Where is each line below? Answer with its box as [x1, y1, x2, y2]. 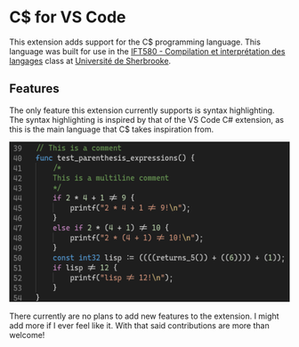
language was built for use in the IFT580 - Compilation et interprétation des [9, 45, 286, 56]
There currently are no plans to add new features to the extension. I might [9, 311, 279, 321]
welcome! [9, 329, 45, 340]
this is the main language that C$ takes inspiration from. [9, 124, 214, 134]
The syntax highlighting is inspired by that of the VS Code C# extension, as [9, 114, 285, 125]
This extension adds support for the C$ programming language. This [9, 36, 261, 47]
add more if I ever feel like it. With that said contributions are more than [9, 319, 270, 331]
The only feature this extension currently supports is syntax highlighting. [9, 105, 275, 116]
